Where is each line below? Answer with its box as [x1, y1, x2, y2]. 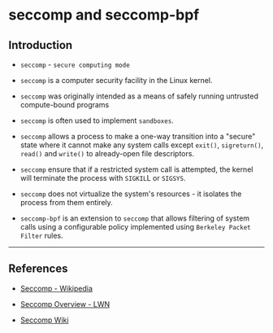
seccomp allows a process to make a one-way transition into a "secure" [19, 132, 256, 141]
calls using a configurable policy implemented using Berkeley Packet [19, 222, 251, 231]
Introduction [8, 38, 73, 52]
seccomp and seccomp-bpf [8, 6, 200, 24]
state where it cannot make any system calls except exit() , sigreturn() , [19, 140, 264, 150]
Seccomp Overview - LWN [19, 299, 110, 309]
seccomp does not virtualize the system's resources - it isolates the [19, 189, 242, 199]
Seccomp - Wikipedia [19, 283, 93, 293]
